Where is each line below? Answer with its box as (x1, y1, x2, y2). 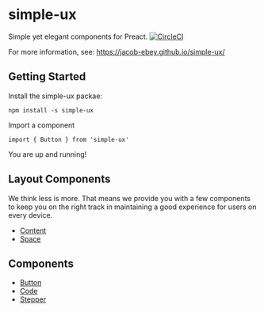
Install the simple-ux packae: (8, 91, 103, 101)
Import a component (8, 120, 75, 130)
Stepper (19, 295, 46, 304)
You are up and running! (8, 149, 87, 159)
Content (19, 226, 47, 235)
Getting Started (8, 70, 86, 84)
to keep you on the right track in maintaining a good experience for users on (8, 202, 257, 211)
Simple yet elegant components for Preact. (8, 32, 148, 41)
